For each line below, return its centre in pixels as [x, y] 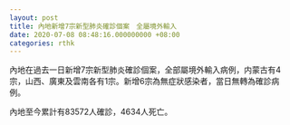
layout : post [34, 18]
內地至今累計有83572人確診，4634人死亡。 [91, 112]
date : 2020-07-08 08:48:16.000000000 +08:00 [95, 34]
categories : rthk [42, 43]
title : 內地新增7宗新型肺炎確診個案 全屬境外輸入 [93, 26]
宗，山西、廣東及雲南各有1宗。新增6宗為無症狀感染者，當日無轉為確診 [140, 82]
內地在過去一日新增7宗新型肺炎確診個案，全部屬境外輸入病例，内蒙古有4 [145, 70]
